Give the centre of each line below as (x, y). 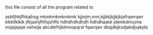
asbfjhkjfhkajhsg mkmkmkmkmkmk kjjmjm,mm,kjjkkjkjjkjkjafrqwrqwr (74, 17)
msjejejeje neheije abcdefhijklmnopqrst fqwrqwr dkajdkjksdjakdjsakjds (77, 27)
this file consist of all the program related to (49, 7)
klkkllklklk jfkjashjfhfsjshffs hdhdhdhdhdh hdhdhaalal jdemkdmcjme (74, 22)
